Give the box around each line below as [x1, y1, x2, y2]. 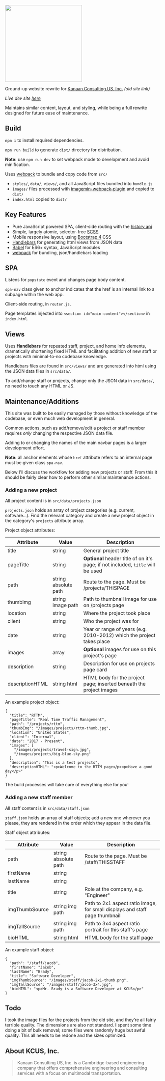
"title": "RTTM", [9, 713, 45, 718]
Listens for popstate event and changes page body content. [5, 277, 126, 283]
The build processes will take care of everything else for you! [5, 782, 129, 788]
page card [83, 666, 107, 673]
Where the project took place [83, 610, 151, 617]
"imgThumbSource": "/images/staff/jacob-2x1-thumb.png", [9, 977, 129, 983]
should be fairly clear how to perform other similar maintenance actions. [5, 474, 151, 480]
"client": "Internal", [9, 734, 56, 740]
